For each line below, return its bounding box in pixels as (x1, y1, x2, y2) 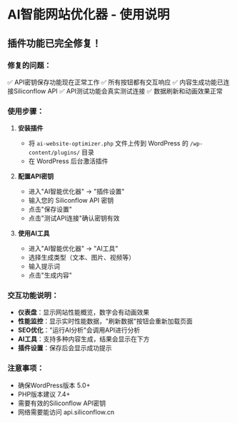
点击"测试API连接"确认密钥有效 (28, 214, 120, 223)
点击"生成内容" (28, 271, 73, 280)
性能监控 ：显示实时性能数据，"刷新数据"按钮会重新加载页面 (17, 317, 193, 325)
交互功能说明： (7, 290, 59, 300)
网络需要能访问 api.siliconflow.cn (17, 407, 115, 416)
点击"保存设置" (28, 205, 73, 214)
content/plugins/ (28, 149, 81, 157)
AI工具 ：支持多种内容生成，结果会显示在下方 (17, 335, 150, 343)
